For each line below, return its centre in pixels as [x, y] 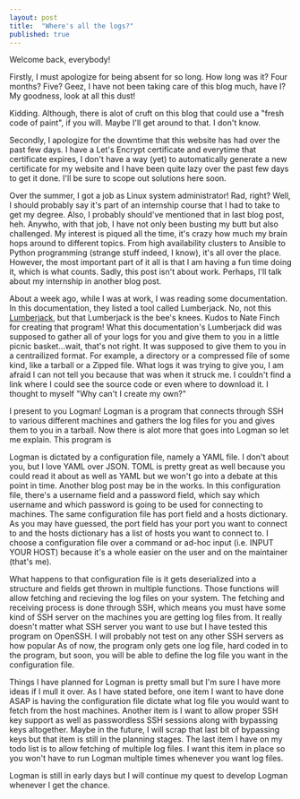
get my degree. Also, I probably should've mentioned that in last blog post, [147, 215]
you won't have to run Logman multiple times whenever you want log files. [146, 759]
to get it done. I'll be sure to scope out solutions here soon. [118, 178]
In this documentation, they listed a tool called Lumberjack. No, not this [140, 308]
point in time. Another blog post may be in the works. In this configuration [145, 485]
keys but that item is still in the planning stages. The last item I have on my [146, 739]
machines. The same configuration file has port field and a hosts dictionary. [149, 514]
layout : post [34, 17]
